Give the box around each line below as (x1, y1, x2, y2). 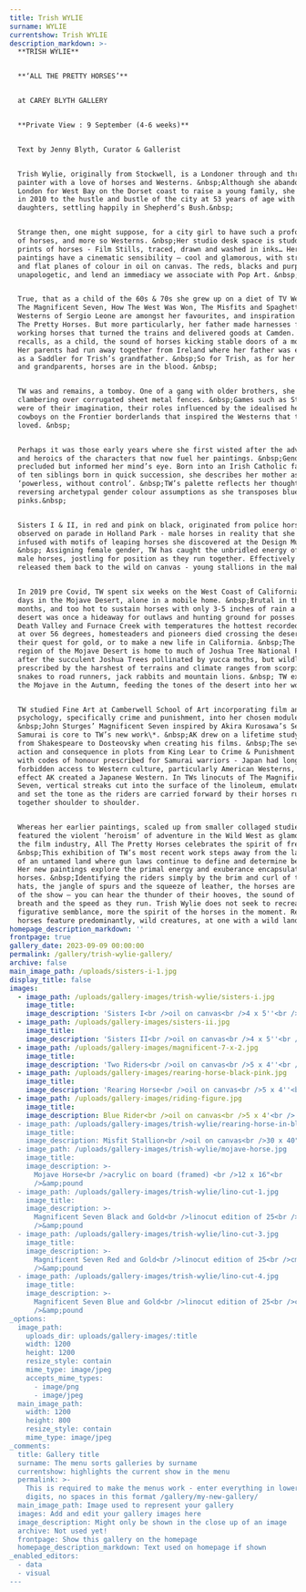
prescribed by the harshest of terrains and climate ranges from (17, 663, 271, 673)
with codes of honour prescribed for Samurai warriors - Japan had (17, 756, 280, 765)
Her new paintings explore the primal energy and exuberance (17, 865, 255, 874)
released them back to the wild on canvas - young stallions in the (17, 563, 283, 573)
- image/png (33, 1382, 79, 1391)
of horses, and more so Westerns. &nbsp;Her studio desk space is (17, 236, 275, 245)
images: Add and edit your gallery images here (17, 1509, 202, 1518)
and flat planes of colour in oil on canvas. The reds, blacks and (17, 262, 280, 271)
